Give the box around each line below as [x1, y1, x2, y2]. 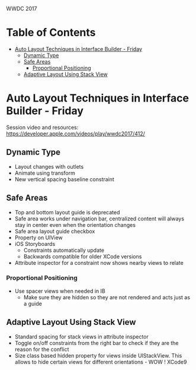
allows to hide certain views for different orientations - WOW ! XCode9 [14, 358, 187, 365]
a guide [23, 300, 43, 307]
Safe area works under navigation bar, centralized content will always [14, 215, 185, 222]
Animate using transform [14, 169, 75, 176]
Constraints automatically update [23, 246, 105, 254]
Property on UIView [14, 234, 63, 241]
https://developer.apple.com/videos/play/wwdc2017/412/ [6, 130, 145, 137]
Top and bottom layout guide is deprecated [14, 208, 120, 216]
